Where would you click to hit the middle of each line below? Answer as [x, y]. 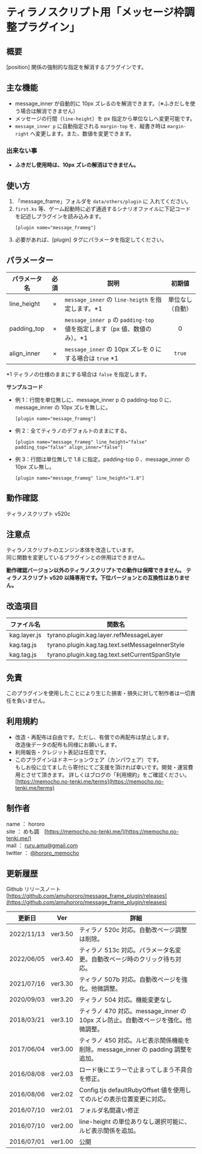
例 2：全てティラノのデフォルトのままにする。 [72, 430]
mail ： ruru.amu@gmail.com [42, 845]
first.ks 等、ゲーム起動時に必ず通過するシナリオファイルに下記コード [103, 209]
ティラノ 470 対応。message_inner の [133, 1011]
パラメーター [30, 260]
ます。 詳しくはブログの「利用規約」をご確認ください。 [121, 774]
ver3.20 [62, 999]
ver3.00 [62, 1049]
